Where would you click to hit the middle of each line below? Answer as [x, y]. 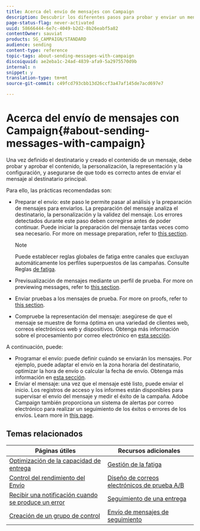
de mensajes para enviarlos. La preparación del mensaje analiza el [96, 208]
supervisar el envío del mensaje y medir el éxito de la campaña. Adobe [101, 396]
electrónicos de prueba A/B [146, 485]
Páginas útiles [55, 451]
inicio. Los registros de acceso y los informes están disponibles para [99, 389]
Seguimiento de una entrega [147, 498]
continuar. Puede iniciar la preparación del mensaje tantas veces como [101, 227]
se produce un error [37, 502]
